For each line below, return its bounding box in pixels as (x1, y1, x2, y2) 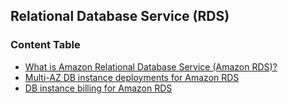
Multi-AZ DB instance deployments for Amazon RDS (24, 71, 240, 83)
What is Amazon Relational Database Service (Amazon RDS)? (24, 60, 278, 73)
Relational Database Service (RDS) (10, 8, 230, 25)
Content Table (10, 38, 81, 52)
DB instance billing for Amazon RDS (24, 82, 173, 94)
